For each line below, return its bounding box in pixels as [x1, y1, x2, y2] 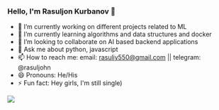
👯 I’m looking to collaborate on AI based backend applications [17, 38, 198, 46]
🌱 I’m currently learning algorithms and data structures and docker [17, 30, 213, 38]
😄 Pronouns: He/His [17, 71, 78, 79]
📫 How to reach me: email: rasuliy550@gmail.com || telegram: [17, 53, 201, 62]
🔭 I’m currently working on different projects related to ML [17, 23, 187, 31]
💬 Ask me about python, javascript [17, 45, 118, 54]
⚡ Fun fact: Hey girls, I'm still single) [17, 79, 123, 87]
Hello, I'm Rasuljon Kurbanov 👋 [7, 6, 116, 16]
